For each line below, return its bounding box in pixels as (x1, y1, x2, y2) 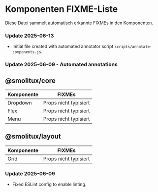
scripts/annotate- (114, 45, 152, 49)
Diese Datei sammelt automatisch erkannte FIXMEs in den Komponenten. (5, 20, 154, 26)
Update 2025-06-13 (5, 32, 54, 39)
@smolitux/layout (5, 132, 62, 141)
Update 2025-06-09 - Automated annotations (5, 61, 118, 68)
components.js (12, 49, 41, 55)
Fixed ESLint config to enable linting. (12, 182, 87, 188)
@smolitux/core (5, 76, 56, 85)
